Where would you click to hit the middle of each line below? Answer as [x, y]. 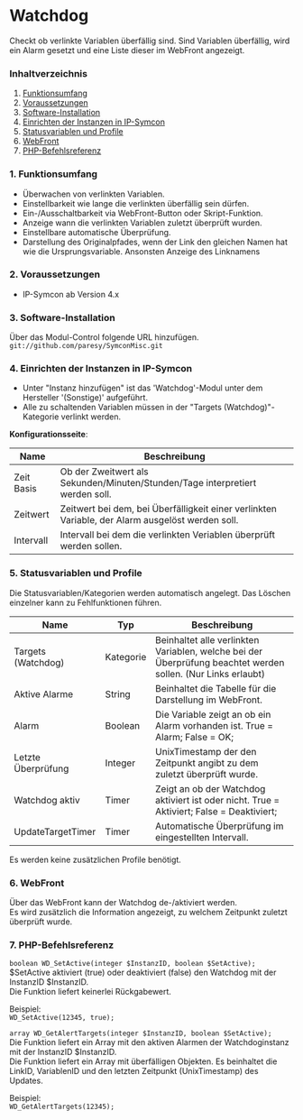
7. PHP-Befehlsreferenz [62, 945]
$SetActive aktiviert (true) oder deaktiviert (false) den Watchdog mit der [143, 973]
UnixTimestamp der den [206, 751]
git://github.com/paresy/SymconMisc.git [87, 346]
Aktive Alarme [44, 693]
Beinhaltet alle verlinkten [207, 639]
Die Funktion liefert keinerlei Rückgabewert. [90, 992]
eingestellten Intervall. [202, 837]
